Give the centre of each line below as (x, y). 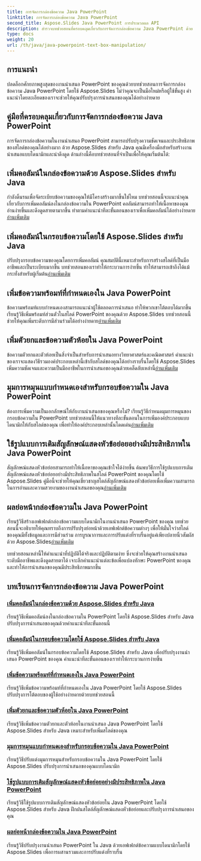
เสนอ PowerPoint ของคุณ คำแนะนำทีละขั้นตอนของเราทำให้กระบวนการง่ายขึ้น (85, 659)
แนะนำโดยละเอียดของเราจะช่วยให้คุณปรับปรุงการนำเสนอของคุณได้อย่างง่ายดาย (83, 97)
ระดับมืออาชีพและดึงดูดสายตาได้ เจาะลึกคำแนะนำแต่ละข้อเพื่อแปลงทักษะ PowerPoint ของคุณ (99, 561)
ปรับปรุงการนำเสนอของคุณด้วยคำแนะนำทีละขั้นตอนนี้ (58, 623)
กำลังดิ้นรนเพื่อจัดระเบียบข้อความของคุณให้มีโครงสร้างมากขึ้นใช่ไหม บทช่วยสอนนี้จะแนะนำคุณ (98, 197)
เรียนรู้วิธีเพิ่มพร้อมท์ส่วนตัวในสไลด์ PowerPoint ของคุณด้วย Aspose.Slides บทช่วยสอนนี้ (99, 314)
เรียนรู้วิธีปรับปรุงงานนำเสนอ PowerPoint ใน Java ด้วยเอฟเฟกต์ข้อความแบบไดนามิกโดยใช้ (98, 845)
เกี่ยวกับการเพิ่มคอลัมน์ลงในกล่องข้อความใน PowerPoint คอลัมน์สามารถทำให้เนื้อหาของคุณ (98, 204)
